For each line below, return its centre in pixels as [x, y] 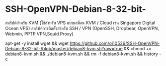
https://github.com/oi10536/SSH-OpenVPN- [115, 43]
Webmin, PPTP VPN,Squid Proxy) [39, 33]
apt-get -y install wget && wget [37, 43]
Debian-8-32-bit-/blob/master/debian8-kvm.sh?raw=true [64, 48]
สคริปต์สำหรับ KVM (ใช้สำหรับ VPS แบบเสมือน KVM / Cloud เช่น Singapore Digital [80, 23]
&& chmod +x [137, 48]
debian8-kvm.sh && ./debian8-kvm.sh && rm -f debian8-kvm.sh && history [82, 54]
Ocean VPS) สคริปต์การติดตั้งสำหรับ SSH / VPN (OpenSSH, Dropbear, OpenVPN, [82, 28]
